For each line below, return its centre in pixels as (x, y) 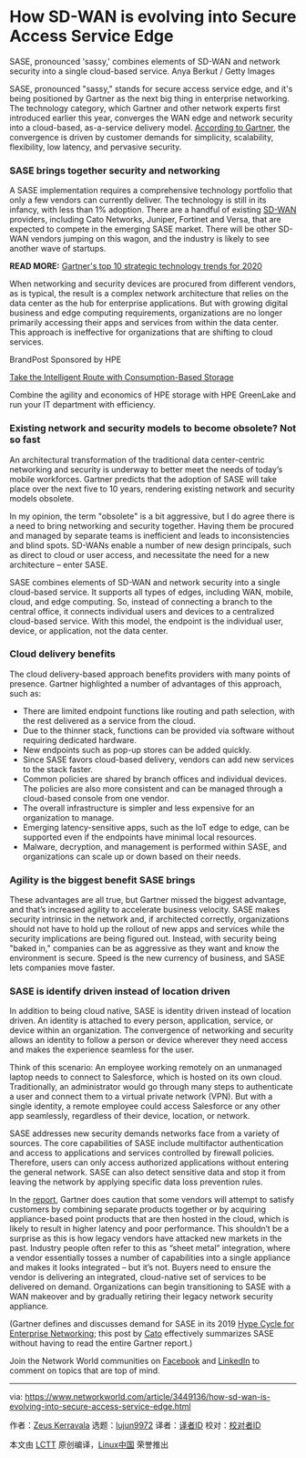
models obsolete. (42, 498)
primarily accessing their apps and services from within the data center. (144, 323)
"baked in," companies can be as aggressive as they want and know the (144, 948)
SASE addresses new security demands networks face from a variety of (145, 1133)
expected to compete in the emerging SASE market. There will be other (143, 229)
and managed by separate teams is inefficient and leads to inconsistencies (149, 535)
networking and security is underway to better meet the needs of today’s (146, 469)
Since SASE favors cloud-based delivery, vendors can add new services (158, 760)
